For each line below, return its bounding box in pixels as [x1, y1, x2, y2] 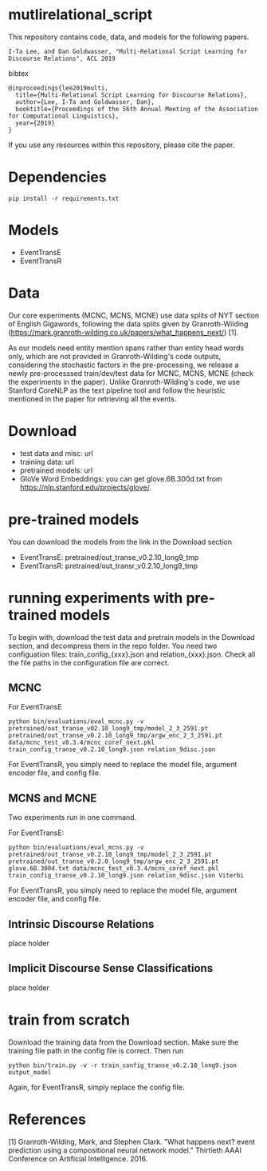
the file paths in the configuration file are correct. [8, 657, 170, 667]
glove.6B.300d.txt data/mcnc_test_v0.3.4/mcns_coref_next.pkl [8, 865, 219, 873]
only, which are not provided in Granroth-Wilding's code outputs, [8, 351, 222, 361]
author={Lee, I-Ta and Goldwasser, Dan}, [15, 98, 155, 106]
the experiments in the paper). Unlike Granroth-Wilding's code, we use [8, 377, 241, 386]
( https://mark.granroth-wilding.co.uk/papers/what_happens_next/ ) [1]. [8, 327, 239, 337]
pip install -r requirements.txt [8, 194, 120, 202]
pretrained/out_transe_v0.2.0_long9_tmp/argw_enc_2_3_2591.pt [8, 857, 219, 865]
